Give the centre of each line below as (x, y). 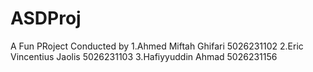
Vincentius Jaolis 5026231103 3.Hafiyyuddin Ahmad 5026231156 (144, 56)
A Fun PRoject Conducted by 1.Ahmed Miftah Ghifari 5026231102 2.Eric (157, 46)
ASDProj (46, 18)
